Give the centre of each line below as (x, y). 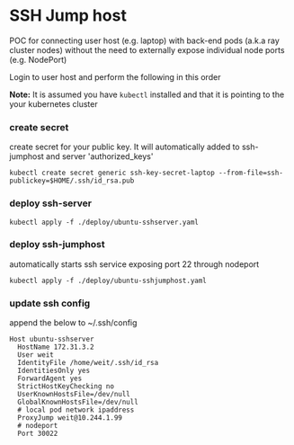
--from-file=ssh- (251, 173)
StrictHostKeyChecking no (66, 387)
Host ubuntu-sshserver (52, 339)
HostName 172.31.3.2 (56, 347)
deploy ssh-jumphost (57, 245)
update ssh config (50, 303)
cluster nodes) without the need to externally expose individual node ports (147, 49)
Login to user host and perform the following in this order (115, 76)
